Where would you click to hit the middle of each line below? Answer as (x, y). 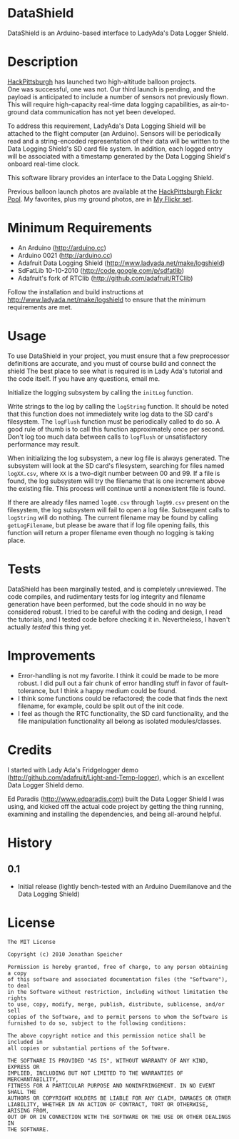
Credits (30, 750)
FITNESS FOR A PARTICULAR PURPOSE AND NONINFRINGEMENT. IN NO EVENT (111, 1085)
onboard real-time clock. (44, 164)
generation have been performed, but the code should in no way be (107, 604)
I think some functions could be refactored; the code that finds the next (123, 698)
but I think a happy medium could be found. (113, 690)
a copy (17, 973)
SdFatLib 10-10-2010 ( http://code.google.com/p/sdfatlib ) (101, 270)
